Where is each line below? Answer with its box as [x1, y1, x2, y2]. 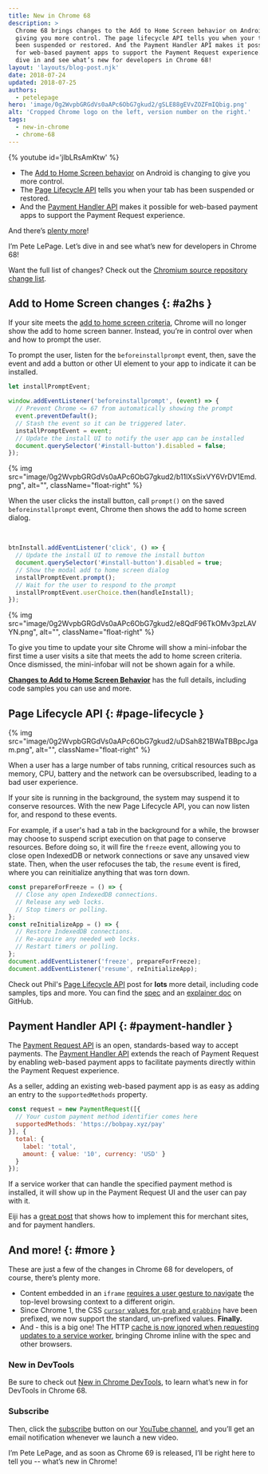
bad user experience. [8, 778, 78, 787]
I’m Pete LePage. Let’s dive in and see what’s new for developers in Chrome [8, 241, 257, 251]
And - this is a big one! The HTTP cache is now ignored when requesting [19, 1322, 259, 1332]
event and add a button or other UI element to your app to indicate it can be [8, 359, 257, 368]
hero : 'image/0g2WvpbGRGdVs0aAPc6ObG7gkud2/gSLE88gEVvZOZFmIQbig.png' [8, 101, 248, 109]
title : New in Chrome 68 [8, 11, 91, 20]
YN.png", [8, 628, 38, 637]
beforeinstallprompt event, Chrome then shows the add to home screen [8, 505, 247, 514]
